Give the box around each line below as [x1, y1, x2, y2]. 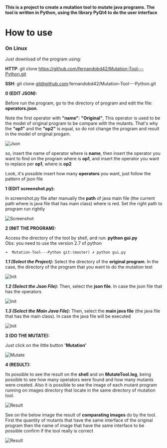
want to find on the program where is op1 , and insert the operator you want [5, 156, 160, 162]
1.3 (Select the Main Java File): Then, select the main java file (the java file [5, 308, 161, 314]
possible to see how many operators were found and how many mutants [5, 377, 154, 383]
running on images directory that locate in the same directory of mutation [5, 387, 156, 394]
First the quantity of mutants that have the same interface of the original [5, 417, 153, 424]
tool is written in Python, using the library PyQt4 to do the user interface [5, 9, 158, 15]
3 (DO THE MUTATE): [5, 333, 50, 339]
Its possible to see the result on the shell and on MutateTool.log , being [5, 372, 151, 378]
